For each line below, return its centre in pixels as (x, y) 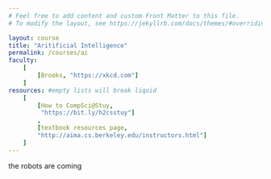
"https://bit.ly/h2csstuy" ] (88, 113)
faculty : (23, 60)
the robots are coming (45, 165)
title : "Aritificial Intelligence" (68, 45)
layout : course (34, 38)
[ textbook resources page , (83, 128)
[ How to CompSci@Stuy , (75, 106)
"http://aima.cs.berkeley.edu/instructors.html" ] (122, 135)
